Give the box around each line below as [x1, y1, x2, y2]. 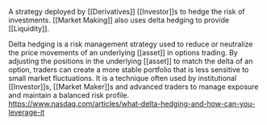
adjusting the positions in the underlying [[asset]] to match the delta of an [8, 56, 253, 66]
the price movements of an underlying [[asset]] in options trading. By [8, 48, 238, 57]
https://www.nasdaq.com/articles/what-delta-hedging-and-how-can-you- [8, 99, 256, 108]
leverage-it [8, 107, 45, 117]
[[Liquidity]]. [8, 24, 50, 33]
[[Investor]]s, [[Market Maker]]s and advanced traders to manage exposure [8, 82, 259, 91]
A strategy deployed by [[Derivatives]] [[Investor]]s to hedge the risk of [8, 7, 245, 16]
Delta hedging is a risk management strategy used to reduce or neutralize [8, 39, 253, 49]
